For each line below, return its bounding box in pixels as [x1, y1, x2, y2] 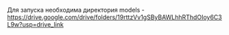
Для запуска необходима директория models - [7, 6, 145, 14]
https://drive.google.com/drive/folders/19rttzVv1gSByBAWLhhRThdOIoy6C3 [7, 13, 222, 21]
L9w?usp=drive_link [7, 21, 64, 28]
